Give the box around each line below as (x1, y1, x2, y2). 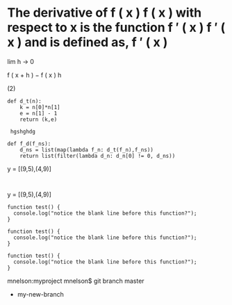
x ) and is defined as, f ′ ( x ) (7, 35, 168, 50)
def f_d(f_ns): (7, 140, 51, 147)
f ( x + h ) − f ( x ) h (7, 71, 62, 79)
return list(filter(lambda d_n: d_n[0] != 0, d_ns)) (19, 152, 176, 159)
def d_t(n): (7, 97, 42, 105)
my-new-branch (17, 290, 64, 298)
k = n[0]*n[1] (19, 104, 60, 110)
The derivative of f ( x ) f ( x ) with (7, 5, 202, 21)
